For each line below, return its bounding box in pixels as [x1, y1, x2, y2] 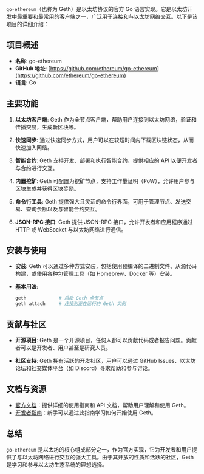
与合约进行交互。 [15, 164, 58, 171]
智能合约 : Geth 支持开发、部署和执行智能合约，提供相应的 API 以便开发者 [15, 157, 198, 164]
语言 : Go [15, 78, 36, 86]
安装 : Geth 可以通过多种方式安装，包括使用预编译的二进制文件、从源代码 [15, 263, 197, 270]
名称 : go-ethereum [15, 57, 63, 64]
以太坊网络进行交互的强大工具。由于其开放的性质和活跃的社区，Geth [22, 453, 194, 461]
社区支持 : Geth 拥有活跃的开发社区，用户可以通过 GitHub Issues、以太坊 [15, 357, 196, 364]
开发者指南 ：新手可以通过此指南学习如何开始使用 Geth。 [15, 409, 157, 416]
